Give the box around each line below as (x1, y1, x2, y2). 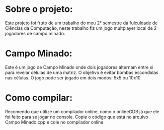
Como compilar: (5, 92, 73, 104)
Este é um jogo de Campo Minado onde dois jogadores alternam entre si (5, 64, 154, 70)
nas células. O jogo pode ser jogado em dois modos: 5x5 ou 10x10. (5, 74, 142, 80)
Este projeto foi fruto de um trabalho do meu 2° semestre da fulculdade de (5, 20, 158, 26)
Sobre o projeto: (5, 3, 73, 15)
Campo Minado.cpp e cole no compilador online (5, 119, 104, 125)
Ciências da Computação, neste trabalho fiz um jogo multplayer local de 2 (5, 25, 157, 31)
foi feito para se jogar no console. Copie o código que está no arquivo (5, 114, 148, 120)
